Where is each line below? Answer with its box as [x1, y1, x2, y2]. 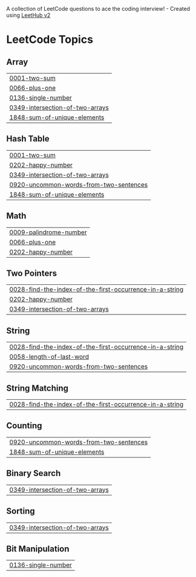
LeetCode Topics [6, 33, 94, 47]
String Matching [6, 383, 68, 393]
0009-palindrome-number [9, 228, 87, 236]
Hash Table [6, 134, 50, 144]
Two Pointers [6, 269, 57, 279]
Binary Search [6, 468, 61, 478]
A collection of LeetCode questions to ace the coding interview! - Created [6, 5, 191, 12]
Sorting [6, 506, 35, 517]
